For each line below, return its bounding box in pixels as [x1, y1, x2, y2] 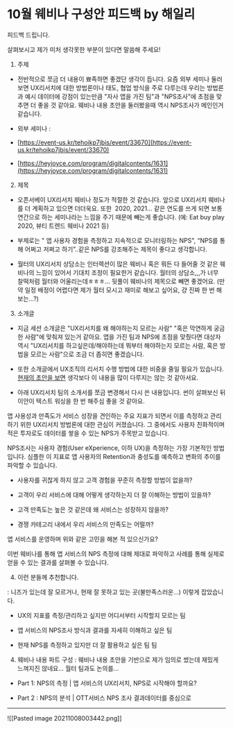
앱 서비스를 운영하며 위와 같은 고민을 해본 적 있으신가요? [7, 535, 158, 543]
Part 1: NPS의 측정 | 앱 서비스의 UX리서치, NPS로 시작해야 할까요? [17, 678, 198, 687]
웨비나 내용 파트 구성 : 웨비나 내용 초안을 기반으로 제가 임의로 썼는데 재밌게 [17, 655, 219, 664]
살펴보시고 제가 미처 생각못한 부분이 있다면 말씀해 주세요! [7, 45, 161, 53]
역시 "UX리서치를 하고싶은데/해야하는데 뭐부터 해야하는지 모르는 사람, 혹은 [17, 341, 218, 349]
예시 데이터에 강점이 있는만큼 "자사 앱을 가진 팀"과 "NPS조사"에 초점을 [24, 92, 215, 101]
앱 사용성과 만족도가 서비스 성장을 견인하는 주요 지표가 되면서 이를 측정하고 [7, 411, 209, 420]
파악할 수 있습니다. [7, 461, 58, 469]
